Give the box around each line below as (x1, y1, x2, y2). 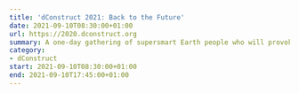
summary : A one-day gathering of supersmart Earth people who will (9, 37, 265, 47)
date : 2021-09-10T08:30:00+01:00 (9, 21, 133, 30)
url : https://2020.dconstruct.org (9, 29, 138, 38)
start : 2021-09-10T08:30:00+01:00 (9, 63, 138, 72)
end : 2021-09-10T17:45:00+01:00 (9, 71, 129, 80)
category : (9, 46, 46, 55)
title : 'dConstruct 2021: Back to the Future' (9, 12, 185, 22)
